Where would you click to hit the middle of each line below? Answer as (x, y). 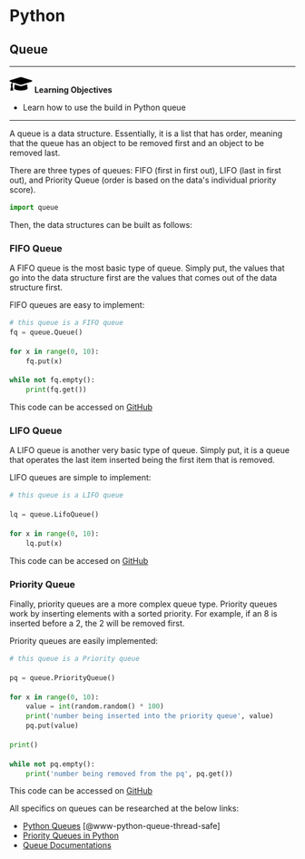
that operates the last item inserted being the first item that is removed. (142, 460)
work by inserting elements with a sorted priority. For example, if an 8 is (143, 614)
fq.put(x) (44, 361)
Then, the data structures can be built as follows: (101, 224)
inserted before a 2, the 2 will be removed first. (97, 624)
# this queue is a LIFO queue (67, 496)
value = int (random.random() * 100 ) (95, 706)
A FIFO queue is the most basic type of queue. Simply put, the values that (147, 268)
